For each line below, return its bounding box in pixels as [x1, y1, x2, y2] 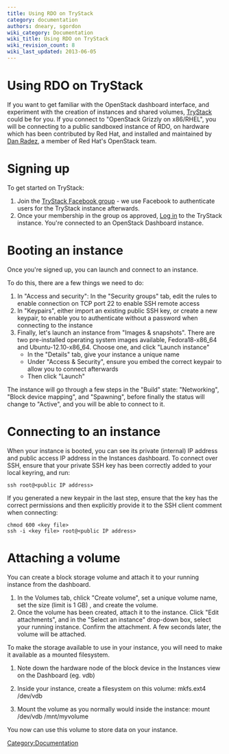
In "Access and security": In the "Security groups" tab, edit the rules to [16, 292, 217, 300]
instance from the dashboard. [7, 580, 91, 588]
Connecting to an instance [7, 424, 161, 439]
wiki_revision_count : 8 [7, 42, 75, 49]
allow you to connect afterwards [27, 365, 119, 373]
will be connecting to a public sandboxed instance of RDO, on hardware [7, 122, 210, 130]
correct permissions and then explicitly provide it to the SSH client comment [7, 501, 222, 509]
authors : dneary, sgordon [7, 23, 81, 29]
